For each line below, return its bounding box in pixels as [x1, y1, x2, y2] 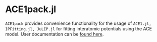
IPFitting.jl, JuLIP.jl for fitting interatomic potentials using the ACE [5, 25, 152, 31]
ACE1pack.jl [5, 4, 57, 15]
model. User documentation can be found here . [5, 31, 104, 37]
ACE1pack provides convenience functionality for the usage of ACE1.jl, [5, 20, 151, 26]
